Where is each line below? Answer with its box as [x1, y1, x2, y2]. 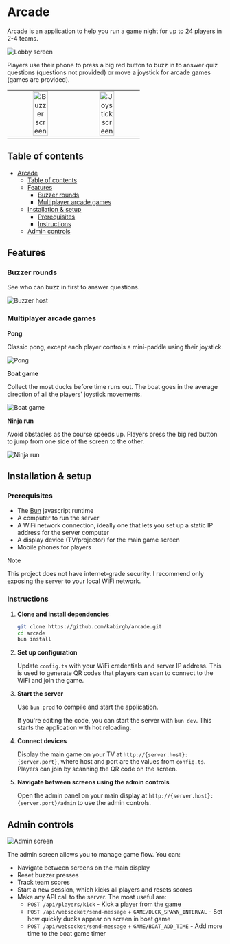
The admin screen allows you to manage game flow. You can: [7, 850, 181, 859]
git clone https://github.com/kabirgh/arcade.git [16, 623, 163, 630]
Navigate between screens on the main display [16, 864, 150, 872]
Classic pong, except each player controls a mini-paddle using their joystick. [7, 342, 223, 351]
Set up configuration [16, 648, 78, 657]
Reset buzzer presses [16, 871, 79, 879]
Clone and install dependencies [16, 610, 110, 618]
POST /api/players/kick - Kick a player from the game [27, 900, 182, 908]
